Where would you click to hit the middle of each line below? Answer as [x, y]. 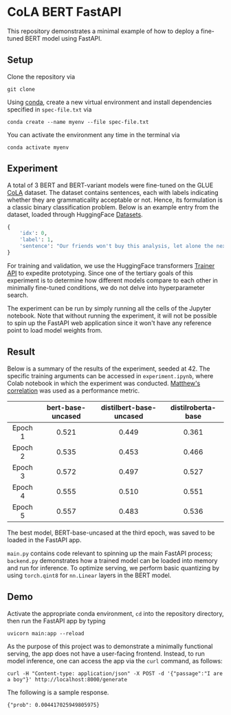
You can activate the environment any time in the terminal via [93, 134]
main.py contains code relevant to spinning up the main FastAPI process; [110, 553]
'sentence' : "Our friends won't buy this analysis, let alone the [117, 246]
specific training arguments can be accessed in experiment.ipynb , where [110, 375]
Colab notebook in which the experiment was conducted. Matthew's [104, 383]
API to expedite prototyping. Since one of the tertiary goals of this [100, 273]
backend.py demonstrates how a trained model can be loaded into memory [112, 560]
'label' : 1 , [36, 240]
